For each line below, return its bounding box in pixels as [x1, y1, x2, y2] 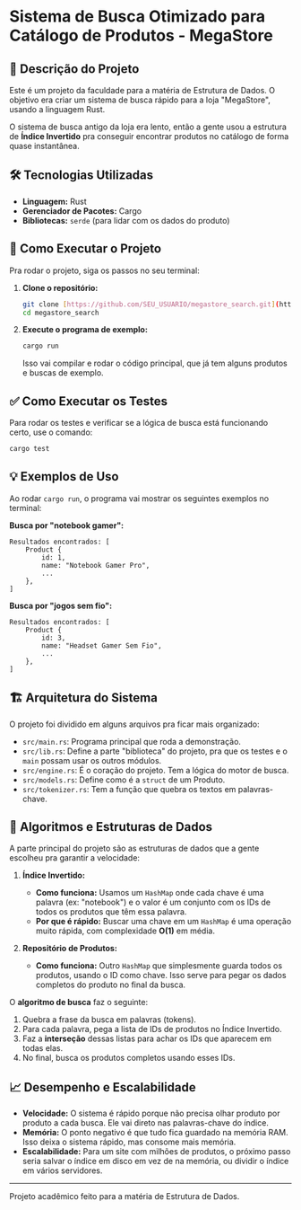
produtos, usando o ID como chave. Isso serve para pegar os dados [35, 970, 287, 981]
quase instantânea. [9, 141, 81, 151]
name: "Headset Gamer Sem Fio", [41, 640, 163, 650]
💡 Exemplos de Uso [9, 469, 119, 484]
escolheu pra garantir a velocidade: [9, 852, 141, 863]
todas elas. [21, 1043, 64, 1054]
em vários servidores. [21, 1165, 103, 1176]
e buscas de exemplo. [21, 367, 105, 378]
